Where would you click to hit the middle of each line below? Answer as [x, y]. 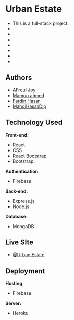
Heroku [20, 313]
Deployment [25, 271]
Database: [17, 216]
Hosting [14, 284]
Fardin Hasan [27, 101]
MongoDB [23, 226]
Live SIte [19, 242]
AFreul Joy [24, 90]
